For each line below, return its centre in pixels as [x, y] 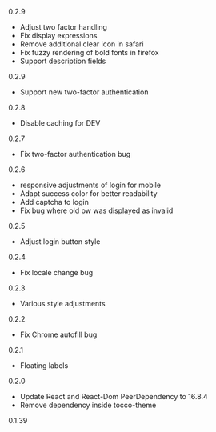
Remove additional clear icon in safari [82, 44]
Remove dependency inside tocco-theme [88, 405]
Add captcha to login [54, 202]
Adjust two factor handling [64, 27]
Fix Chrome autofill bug [58, 334]
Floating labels [44, 366]
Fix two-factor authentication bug [75, 154]
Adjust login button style [60, 242]
